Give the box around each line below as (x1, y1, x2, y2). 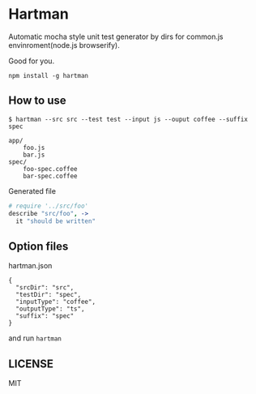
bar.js (23, 151, 45, 159)
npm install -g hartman (8, 71, 89, 79)
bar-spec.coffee (23, 172, 79, 180)
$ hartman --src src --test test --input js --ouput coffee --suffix (8, 115, 249, 123)
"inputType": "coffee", (15, 298, 96, 306)
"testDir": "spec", (15, 291, 82, 299)
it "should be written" (15, 216, 96, 225)
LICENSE (8, 357, 54, 370)
